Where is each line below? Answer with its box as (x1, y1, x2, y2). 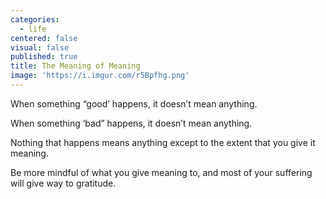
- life (19, 24, 47, 34)
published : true (10, 52, 78, 62)
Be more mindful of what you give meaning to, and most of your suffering (10, 166, 313, 178)
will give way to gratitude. (10, 177, 117, 189)
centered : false (10, 33, 78, 43)
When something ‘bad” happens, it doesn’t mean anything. (10, 117, 253, 129)
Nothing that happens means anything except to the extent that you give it (10, 136, 316, 148)
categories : (10, 14, 60, 25)
